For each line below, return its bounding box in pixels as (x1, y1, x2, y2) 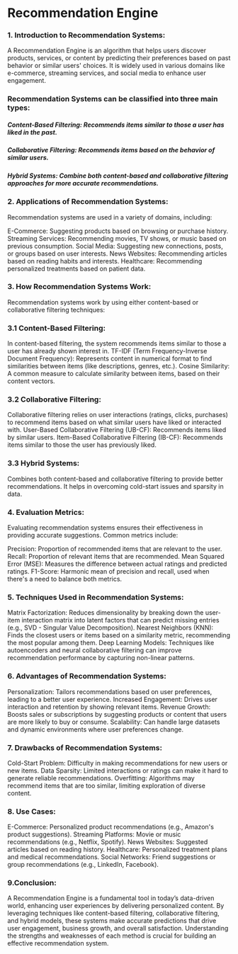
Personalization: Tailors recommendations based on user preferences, (7, 687, 212, 695)
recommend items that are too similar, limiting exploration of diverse (7, 781, 205, 790)
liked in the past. (7, 128, 58, 136)
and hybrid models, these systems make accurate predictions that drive (7, 916, 217, 925)
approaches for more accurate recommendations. (7, 178, 159, 187)
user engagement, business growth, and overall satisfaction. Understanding (7, 924, 229, 933)
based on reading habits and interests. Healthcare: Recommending (7, 256, 203, 265)
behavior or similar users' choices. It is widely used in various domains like (7, 62, 225, 70)
